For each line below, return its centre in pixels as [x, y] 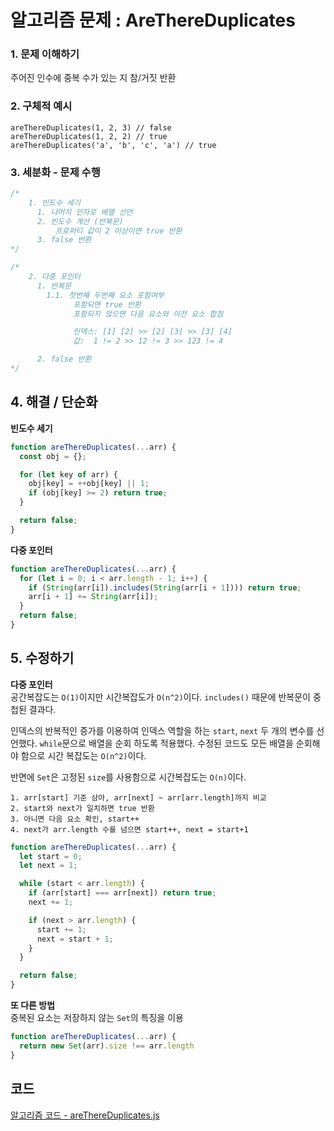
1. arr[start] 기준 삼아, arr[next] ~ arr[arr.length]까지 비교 [138, 797]
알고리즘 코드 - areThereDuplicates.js [85, 1115]
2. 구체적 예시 [41, 106]
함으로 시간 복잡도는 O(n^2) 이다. [83, 755]
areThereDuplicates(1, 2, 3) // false [91, 127]
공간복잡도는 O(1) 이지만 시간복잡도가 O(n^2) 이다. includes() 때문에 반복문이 [160, 697]
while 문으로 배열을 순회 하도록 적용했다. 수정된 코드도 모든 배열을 [166, 743]
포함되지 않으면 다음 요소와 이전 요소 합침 [148, 314]
